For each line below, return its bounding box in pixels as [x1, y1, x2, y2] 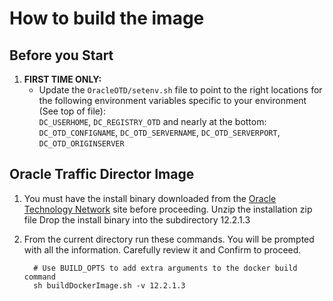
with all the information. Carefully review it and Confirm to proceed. [23, 243, 302, 256]
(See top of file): [38, 105, 106, 117]
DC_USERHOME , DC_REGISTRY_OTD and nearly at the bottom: [38, 116, 267, 127]
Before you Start [9, 47, 114, 64]
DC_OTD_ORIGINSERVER [38, 139, 125, 149]
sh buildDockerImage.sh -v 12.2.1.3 [33, 280, 186, 291]
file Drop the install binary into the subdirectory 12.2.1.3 [23, 213, 251, 226]
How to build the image [9, 7, 205, 30]
